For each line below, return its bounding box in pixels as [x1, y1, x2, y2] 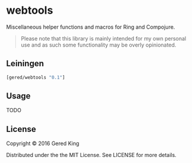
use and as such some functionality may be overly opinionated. [20, 41, 176, 48]
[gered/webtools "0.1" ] [6, 74, 66, 81]
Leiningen [6, 59, 44, 69]
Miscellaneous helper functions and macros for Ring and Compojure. [6, 23, 175, 30]
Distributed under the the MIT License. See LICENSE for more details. [6, 152, 177, 159]
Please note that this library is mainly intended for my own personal [20, 35, 187, 42]
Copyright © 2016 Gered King [6, 140, 79, 147]
